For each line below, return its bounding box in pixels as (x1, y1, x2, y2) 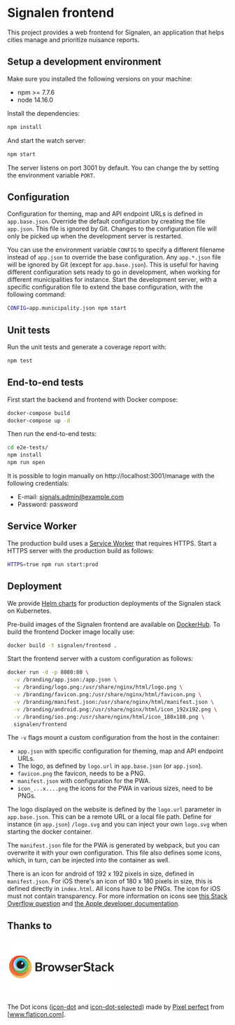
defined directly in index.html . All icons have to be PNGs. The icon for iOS (7, 885, 221, 893)
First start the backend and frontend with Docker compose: (7, 395, 178, 404)
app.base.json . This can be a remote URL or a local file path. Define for (7, 813, 212, 821)
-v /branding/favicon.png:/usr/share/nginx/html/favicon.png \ (13, 691, 201, 698)
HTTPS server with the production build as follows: (7, 546, 154, 555)
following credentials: (7, 479, 69, 488)
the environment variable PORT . (7, 170, 96, 179)
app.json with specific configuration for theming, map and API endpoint (17, 747, 224, 755)
